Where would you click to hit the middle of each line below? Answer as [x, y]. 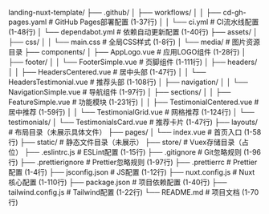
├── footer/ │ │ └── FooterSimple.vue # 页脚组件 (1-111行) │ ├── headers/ [133, 62]
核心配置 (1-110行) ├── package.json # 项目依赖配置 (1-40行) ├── [118, 182]
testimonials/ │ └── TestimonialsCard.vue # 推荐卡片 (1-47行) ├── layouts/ [133, 122]
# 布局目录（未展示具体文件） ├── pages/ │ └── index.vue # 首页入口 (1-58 [135, 132]
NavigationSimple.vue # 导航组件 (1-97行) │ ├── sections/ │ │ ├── [120, 92]
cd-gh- [234, 12]
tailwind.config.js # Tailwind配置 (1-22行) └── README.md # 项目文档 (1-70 [134, 192]
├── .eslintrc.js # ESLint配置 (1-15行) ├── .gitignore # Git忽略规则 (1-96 [143, 152]
